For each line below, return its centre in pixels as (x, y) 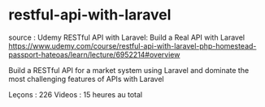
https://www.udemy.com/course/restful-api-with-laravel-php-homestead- (132, 45)
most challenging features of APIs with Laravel (86, 79)
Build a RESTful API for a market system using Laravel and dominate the (129, 70)
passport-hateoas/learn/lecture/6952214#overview (94, 54)
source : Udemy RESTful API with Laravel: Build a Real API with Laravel (127, 37)
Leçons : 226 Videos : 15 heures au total (76, 94)
